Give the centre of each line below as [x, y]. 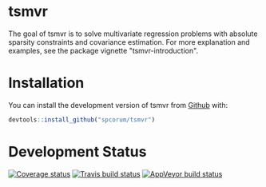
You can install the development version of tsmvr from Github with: [118, 105]
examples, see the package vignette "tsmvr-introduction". [103, 50]
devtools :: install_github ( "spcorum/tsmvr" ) [82, 119]
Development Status [77, 151]
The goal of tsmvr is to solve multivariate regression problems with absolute [133, 34]
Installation [46, 83]
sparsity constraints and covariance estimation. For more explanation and [129, 42]
